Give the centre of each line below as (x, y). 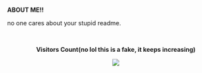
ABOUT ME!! (26, 10)
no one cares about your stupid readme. (64, 23)
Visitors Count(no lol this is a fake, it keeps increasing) (116, 49)
